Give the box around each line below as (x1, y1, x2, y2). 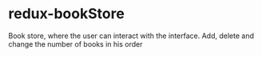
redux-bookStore (8, 5, 125, 23)
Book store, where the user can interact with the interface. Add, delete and (8, 31, 254, 40)
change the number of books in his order (8, 39, 143, 48)
